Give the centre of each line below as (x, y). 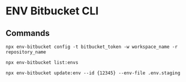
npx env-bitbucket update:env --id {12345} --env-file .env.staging (93, 73)
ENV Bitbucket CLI (52, 11)
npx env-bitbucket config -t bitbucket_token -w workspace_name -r (92, 47)
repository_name (26, 52)
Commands (28, 33)
